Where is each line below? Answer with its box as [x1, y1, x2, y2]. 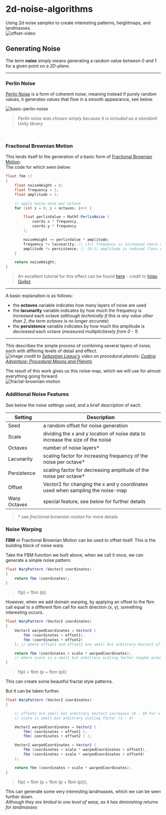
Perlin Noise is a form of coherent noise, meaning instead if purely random [5, 91, 157, 97]
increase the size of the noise [43, 436, 111, 443]
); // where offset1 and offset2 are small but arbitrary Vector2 [14, 642, 154, 647]
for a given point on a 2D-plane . [5, 63, 70, 69]
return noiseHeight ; [14, 260, 57, 265]
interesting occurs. [5, 609, 44, 615]
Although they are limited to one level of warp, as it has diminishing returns [5, 799, 158, 805]
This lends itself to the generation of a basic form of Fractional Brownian [5, 154, 152, 160]
